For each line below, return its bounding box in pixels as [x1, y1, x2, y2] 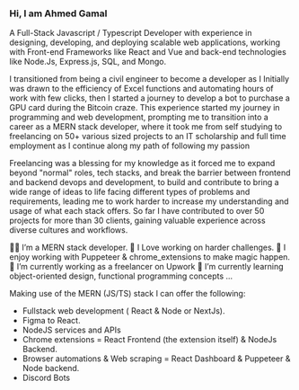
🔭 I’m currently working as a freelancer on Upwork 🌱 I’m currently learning [9, 261, 285, 272]
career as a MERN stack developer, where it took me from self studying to [9, 121, 283, 132]
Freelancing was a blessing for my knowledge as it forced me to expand [9, 158, 276, 169]
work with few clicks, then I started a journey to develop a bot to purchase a [9, 93, 290, 103]
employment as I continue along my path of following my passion [9, 140, 250, 151]
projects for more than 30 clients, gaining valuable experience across [9, 215, 267, 226]
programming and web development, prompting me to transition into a [9, 111, 269, 123]
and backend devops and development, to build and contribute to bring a [9, 177, 280, 188]
